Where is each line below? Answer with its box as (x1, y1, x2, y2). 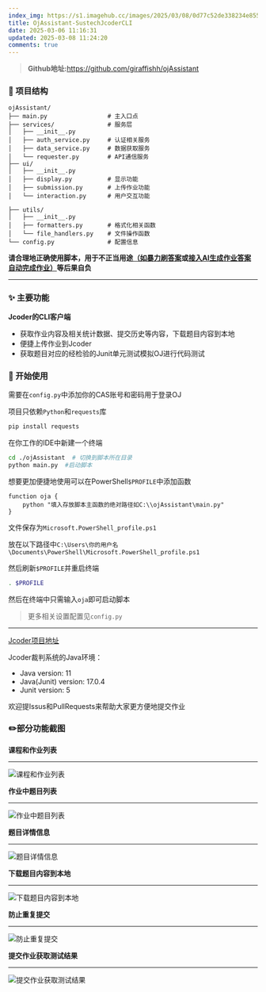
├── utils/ (8, 206, 44, 214)
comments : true (8, 41, 59, 49)
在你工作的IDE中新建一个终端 (8, 438, 103, 447)
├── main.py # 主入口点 (8, 113, 139, 121)
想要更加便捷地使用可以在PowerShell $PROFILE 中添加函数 (8, 477, 192, 486)
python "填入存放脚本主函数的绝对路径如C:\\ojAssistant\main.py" (22, 500, 225, 508)
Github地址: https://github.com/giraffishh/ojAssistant (27, 64, 199, 74)
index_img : (8, 11, 44, 20)
